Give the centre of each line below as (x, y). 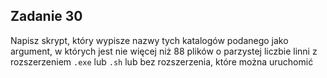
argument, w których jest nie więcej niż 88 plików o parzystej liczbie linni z (164, 51)
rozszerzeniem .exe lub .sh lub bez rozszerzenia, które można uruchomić (162, 61)
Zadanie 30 (46, 16)
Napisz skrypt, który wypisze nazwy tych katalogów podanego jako (149, 40)
